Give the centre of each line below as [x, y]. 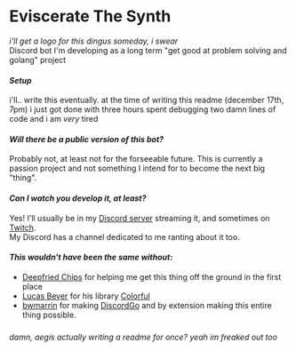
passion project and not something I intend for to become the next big [137, 168]
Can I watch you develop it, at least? [78, 198]
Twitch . [23, 227]
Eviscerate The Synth [90, 16]
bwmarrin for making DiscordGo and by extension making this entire [147, 305]
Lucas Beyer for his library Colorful [86, 296]
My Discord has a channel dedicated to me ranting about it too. [124, 236]
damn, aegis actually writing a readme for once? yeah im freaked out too [144, 337]
